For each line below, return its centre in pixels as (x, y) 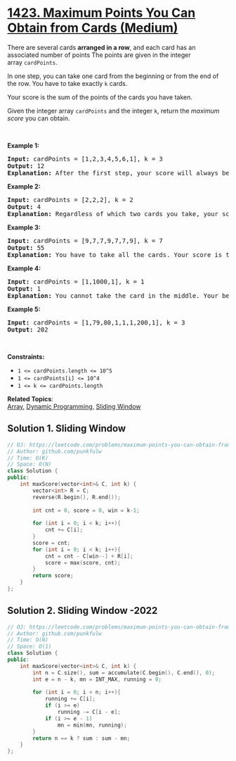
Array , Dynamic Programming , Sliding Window (74, 406)
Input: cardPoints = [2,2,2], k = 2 (70, 200)
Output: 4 (24, 207)
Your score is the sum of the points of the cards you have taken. (100, 97)
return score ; (53, 576)
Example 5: (24, 309)
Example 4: (24, 268)
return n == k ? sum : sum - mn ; (81, 738)
